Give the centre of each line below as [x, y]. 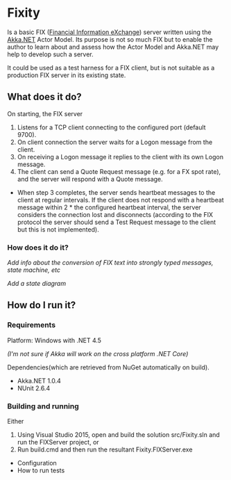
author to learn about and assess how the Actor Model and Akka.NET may [113, 47]
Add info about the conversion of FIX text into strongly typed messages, [110, 263]
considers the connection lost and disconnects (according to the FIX [115, 214]
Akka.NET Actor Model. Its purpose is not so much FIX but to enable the [110, 39]
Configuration [37, 463]
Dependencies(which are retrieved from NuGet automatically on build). [108, 367]
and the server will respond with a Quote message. [90, 179]
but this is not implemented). [58, 229]
